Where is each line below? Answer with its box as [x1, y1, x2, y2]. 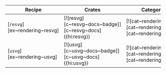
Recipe [25, 6, 42, 13]
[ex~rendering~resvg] [7, 27, 59, 34]
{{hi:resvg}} [63, 33, 90, 40]
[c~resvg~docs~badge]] [63, 21, 122, 28]
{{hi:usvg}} [63, 60, 88, 66]
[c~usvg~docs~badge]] [63, 47, 120, 54]
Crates [84, 6, 101, 13]
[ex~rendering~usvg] [7, 54, 58, 60]
